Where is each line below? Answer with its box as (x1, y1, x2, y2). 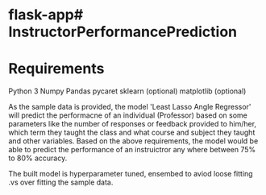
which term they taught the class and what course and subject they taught (8, 127, 256, 138)
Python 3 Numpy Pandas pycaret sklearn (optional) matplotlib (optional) (8, 86, 247, 96)
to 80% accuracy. (8, 153, 68, 163)
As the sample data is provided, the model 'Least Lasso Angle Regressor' (8, 102, 251, 112)
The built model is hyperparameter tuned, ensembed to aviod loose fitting (8, 169, 253, 179)
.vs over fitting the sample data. (8, 177, 114, 187)
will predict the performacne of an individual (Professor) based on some (8, 110, 248, 120)
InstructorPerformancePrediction (8, 23, 238, 41)
